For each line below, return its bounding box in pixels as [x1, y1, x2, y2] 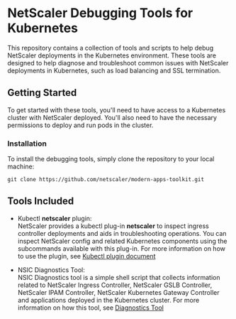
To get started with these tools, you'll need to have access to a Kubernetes [7, 105, 226, 114]
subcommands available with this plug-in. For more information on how [17, 244, 225, 253]
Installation [7, 139, 47, 148]
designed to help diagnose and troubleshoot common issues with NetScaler [7, 58, 229, 67]
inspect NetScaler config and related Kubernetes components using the [17, 237, 227, 245]
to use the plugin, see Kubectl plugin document [17, 252, 156, 260]
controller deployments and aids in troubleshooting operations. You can [17, 229, 227, 237]
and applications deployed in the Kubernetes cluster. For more [17, 296, 200, 304]
